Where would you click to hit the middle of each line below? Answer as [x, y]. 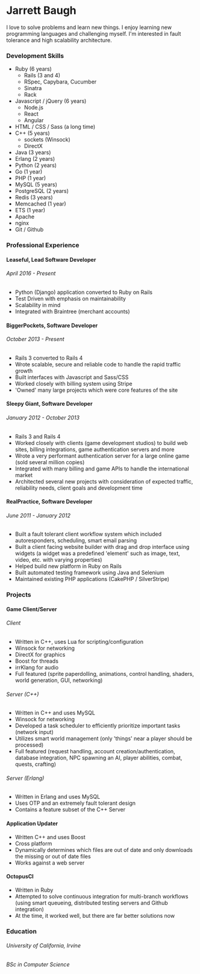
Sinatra [33, 88]
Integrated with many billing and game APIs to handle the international [102, 469]
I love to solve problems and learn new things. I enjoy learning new [89, 27]
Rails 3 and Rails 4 [38, 437]
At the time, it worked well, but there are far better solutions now [95, 915]
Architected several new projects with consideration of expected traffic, [104, 481]
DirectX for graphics [40, 655]
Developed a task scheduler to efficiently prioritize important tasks [98, 726]
